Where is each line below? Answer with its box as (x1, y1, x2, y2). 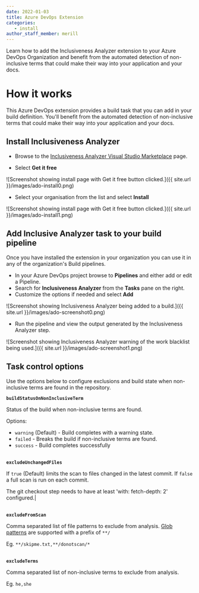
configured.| (6, 494, 37, 501)
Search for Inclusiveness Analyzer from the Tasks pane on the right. (14, 284, 185, 291)
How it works (6, 87, 72, 101)
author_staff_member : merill (6, 31, 78, 37)
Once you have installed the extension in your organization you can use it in (6, 254, 191, 261)
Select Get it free (14, 164, 58, 171)
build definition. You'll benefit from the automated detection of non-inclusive (6, 113, 193, 120)
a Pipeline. (14, 278, 40, 285)
